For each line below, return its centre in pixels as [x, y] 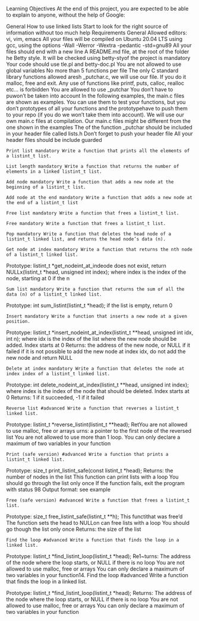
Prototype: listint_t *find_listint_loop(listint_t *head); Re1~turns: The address [99, 556]
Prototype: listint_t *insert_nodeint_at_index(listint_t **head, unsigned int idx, [100, 332]
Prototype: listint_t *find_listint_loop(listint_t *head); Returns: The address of [99, 593]
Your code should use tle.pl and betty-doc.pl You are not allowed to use [94, 64]
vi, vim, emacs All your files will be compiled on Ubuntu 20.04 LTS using [94, 39]
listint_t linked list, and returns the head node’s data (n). [86, 239]
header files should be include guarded [54, 140]
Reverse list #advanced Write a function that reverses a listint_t [93, 408]
